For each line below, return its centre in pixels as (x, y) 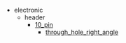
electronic (28, 10)
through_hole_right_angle (82, 32)
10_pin (44, 25)
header (35, 17)
